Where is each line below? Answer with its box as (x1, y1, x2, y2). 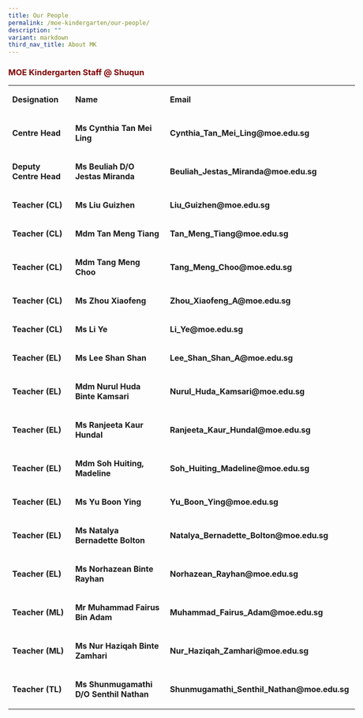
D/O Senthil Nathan (74, 689, 149, 700)
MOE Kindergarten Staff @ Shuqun (8, 67, 144, 78)
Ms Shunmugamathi (74, 679, 153, 690)
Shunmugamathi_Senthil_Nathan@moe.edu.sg (169, 684, 350, 695)
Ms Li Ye (74, 324, 108, 335)
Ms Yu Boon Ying (74, 496, 142, 507)
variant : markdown (8, 33, 69, 42)
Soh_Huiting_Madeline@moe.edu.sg (169, 463, 310, 474)
